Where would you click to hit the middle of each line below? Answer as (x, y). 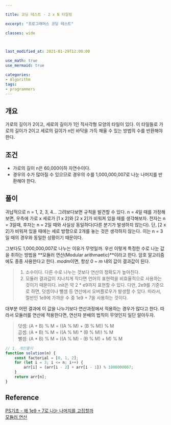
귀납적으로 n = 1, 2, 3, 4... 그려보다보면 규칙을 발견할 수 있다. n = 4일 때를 (79, 212)
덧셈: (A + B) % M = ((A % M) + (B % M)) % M (66, 326)
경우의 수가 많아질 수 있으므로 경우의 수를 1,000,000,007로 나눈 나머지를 (85, 174)
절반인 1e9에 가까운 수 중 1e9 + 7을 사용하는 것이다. (77, 297)
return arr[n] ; (31, 377)
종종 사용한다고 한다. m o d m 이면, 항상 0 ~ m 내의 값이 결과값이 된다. (82, 261)
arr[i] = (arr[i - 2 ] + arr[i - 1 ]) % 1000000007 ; (79, 367)
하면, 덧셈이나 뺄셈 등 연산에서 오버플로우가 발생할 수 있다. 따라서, (96, 291)
